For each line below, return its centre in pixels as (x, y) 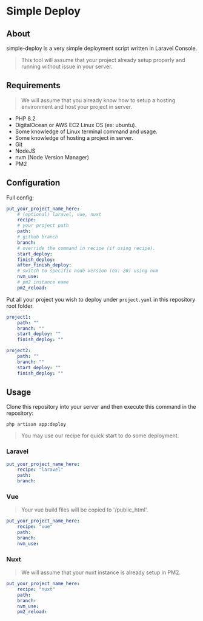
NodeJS (25, 151)
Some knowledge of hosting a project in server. (74, 137)
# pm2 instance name (43, 282)
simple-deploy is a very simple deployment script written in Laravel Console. (102, 48)
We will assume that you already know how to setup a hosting (98, 100)
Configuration (33, 183)
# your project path (43, 226)
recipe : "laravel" (40, 470)
